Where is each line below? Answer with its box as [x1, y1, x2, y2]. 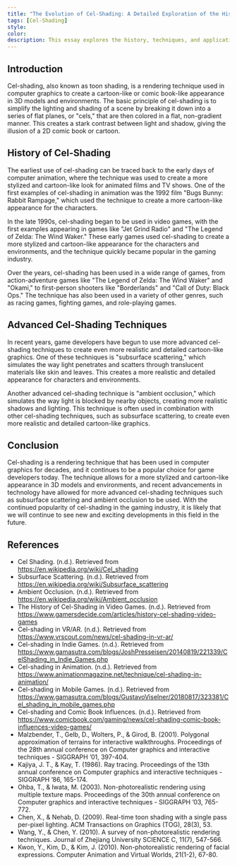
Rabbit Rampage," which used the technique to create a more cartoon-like [7, 196, 223, 204]
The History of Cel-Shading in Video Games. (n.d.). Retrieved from [17, 602, 211, 612]
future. [7, 518, 27, 527]
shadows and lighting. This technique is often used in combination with [7, 404, 214, 412]
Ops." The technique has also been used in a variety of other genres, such [7, 291, 224, 299]
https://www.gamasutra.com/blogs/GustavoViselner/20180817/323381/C [17, 693, 229, 701]
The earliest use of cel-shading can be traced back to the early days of [7, 165, 214, 174]
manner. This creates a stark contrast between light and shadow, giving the [7, 119, 226, 127]
